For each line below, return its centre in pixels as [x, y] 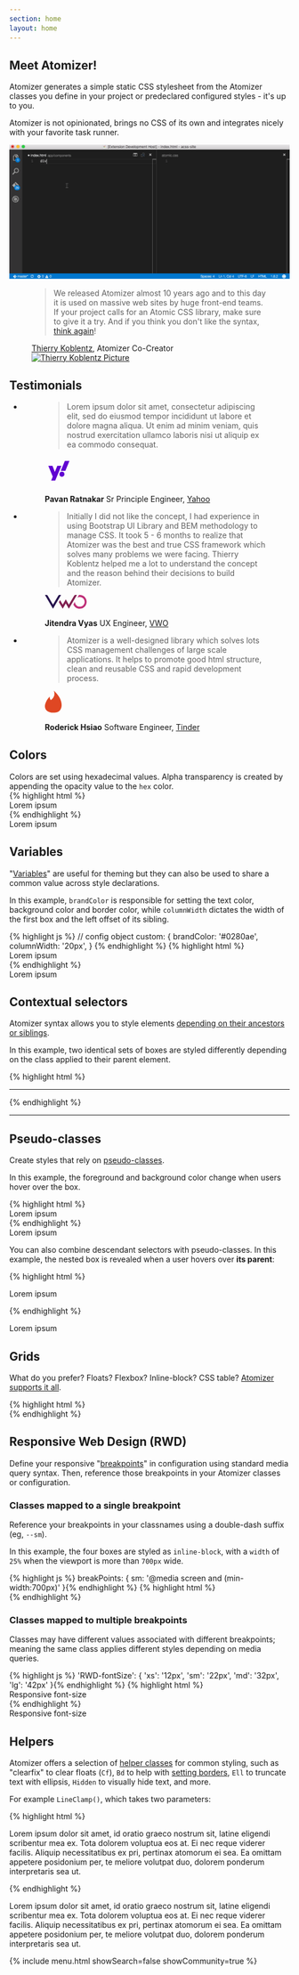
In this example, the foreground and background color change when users [145, 1178]
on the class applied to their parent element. [90, 1060]
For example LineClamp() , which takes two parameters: [110, 1800]
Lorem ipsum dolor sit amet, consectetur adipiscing [161, 407]
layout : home [33, 28]
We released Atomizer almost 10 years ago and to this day [160, 293]
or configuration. [40, 1482]
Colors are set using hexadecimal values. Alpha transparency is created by [146, 776]
